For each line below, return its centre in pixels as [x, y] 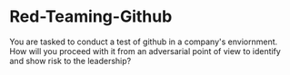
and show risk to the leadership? [70, 61]
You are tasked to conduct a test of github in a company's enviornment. [144, 42]
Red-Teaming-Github [91, 17]
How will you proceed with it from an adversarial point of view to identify [145, 51]
